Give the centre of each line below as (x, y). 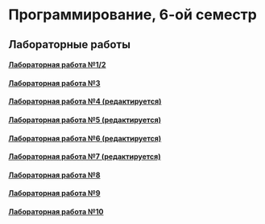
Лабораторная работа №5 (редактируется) (85, 120)
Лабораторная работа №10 (56, 211)
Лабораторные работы (70, 45)
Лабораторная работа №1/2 (57, 65)
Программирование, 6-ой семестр (133, 15)
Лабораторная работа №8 (54, 175)
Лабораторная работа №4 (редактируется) (85, 101)
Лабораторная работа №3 (54, 83)
